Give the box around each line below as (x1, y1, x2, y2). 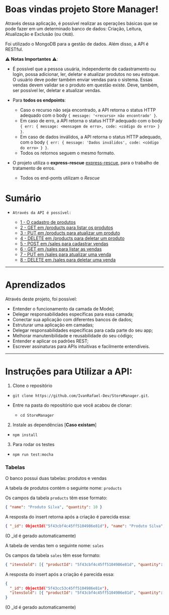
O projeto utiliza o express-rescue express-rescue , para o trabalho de (12, 159, 159, 165)
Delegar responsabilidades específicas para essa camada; (12, 311, 134, 317)
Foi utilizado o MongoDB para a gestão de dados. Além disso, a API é (5, 40, 149, 47)
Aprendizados (5, 279, 66, 291)
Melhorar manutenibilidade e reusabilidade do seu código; (12, 332, 133, 338)
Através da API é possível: (12, 210, 71, 215)
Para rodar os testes (12, 441, 55, 447)
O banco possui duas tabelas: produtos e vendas (5, 475, 107, 481)
